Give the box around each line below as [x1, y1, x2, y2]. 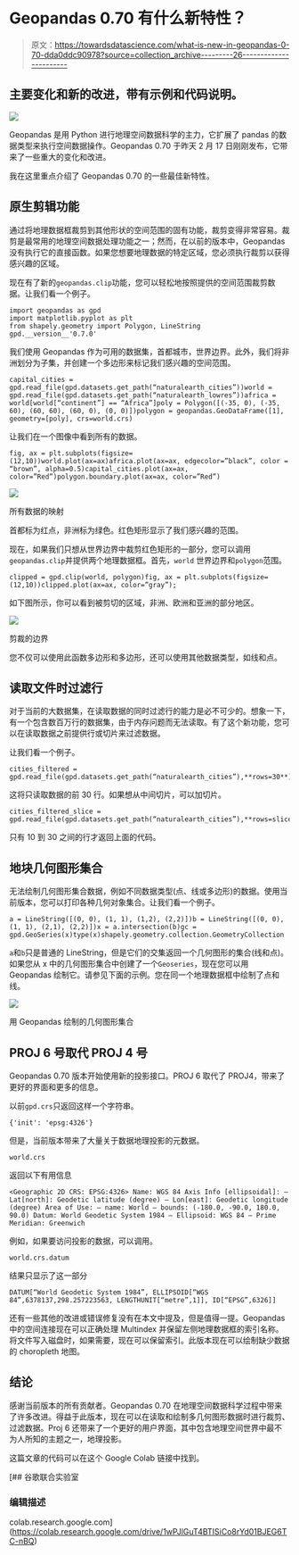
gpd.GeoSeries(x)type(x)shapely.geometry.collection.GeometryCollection [9, 930, 285, 940]
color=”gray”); [120, 580, 177, 589]
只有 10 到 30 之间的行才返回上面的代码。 [9, 832, 161, 843]
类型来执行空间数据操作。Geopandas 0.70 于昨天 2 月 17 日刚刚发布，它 [16, 140, 280, 151]
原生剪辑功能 [9, 199, 80, 214]
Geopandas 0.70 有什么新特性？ [9, 8, 247, 29]
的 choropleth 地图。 [9, 1346, 85, 1357]
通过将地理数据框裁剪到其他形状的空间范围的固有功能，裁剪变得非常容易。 [9, 224, 282, 235]
